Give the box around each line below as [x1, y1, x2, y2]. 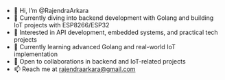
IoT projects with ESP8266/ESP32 [13, 21, 110, 29]
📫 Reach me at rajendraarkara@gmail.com [13, 65, 136, 73]
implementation [13, 50, 58, 58]
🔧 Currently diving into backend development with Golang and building [13, 14, 214, 22]
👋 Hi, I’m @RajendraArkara [13, 7, 89, 14]
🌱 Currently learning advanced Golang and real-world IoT [13, 43, 176, 51]
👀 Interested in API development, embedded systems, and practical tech [13, 28, 218, 36]
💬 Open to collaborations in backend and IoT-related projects [13, 57, 187, 65]
